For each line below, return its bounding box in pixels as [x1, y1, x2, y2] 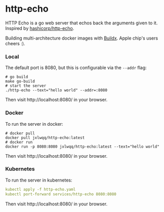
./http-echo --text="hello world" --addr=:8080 [5, 88, 108, 93]
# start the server [5, 83, 47, 89]
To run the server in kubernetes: [5, 177, 72, 183]
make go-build [5, 79, 35, 84]
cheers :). [5, 40, 25, 46]
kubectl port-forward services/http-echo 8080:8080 [5, 191, 116, 197]
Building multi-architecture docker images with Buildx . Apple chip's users [5, 35, 158, 41]
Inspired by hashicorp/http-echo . [5, 25, 74, 31]
